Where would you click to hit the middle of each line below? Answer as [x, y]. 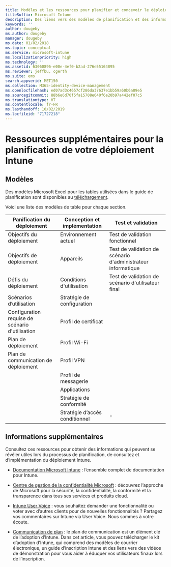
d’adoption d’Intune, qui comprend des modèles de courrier [75, 543]
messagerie [74, 381]
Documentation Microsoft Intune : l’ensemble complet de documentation [88, 470]
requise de [21, 318]
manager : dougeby [24, 39]
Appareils [72, 258]
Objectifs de [22, 255]
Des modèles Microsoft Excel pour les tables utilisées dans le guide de [79, 192]
